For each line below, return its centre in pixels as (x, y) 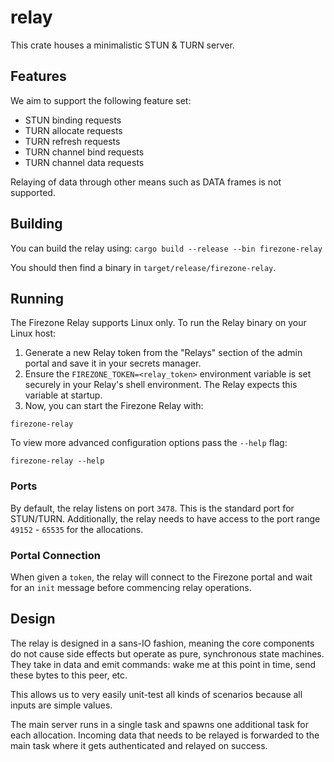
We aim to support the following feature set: (101, 100)
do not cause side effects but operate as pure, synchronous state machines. (167, 653)
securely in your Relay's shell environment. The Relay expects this (161, 385)
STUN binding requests (73, 120)
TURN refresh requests (72, 141)
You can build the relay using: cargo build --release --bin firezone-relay (166, 248)
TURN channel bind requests (84, 152)
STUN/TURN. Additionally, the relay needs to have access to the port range (165, 518)
